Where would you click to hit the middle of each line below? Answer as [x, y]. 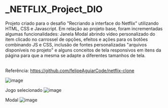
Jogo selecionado [24, 90]
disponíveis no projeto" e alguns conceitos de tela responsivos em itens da [83, 50]
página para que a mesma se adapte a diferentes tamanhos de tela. [75, 55]
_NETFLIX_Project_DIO [54, 9]
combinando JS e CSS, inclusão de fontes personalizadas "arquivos [76, 44]
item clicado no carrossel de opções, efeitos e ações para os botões [77, 39]
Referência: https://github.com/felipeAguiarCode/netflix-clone [70, 70]
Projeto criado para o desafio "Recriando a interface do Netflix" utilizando [82, 23]
